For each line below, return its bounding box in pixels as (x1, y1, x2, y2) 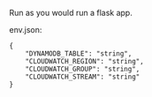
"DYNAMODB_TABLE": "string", (25, 49, 133, 58)
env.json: (9, 25, 42, 34)
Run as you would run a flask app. (9, 8, 133, 18)
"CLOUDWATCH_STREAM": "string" (25, 72, 141, 81)
